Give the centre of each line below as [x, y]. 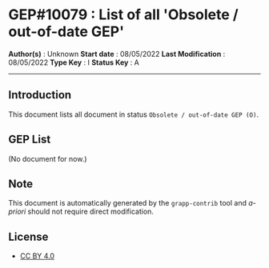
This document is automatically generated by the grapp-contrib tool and [127, 203]
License [28, 236]
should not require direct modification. [91, 212]
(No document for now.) [48, 158]
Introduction [40, 95]
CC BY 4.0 [37, 256]
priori [17, 212]
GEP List [30, 140]
